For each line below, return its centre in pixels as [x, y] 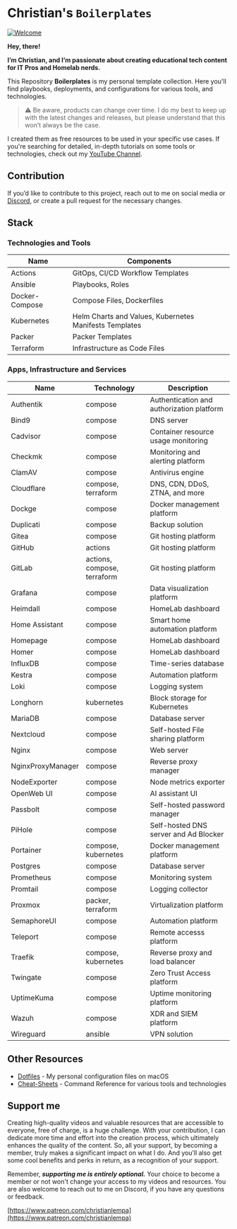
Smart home [170, 620]
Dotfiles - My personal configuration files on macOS [93, 1076]
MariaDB [25, 718]
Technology [115, 388]
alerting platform [177, 461]
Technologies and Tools [49, 243]
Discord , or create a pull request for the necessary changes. [95, 200]
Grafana [24, 592]
